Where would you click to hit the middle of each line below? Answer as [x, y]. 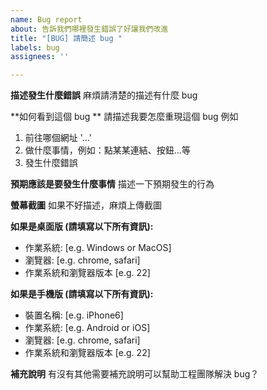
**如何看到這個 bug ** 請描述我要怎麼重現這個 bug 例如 [124, 117]
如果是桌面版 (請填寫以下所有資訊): [82, 227]
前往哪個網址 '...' [58, 138]
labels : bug [35, 47]
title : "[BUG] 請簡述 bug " [66, 38]
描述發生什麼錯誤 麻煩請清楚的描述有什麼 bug [104, 95]
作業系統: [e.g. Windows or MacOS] [98, 248]
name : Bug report [46, 19]
